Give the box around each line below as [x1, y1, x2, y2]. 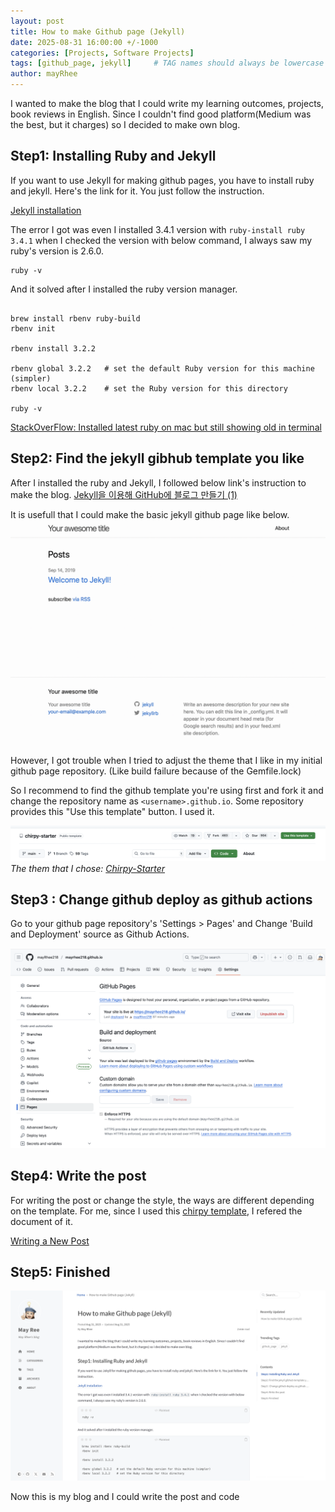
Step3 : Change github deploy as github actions [10, 891, 313, 908]
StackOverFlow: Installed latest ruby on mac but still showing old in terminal [10, 421, 322, 433]
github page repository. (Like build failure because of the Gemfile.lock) [10, 765, 302, 777]
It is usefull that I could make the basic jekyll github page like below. [10, 508, 290, 520]
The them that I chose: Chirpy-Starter [10, 862, 166, 874]
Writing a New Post [10, 1235, 90, 1247]
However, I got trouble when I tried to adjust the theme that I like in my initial [10, 755, 323, 767]
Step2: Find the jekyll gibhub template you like [10, 450, 305, 467]
